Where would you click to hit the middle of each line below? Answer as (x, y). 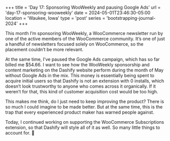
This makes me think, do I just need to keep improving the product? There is (85, 101)
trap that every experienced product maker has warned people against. (80, 112)
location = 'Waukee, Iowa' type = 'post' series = (55, 18)
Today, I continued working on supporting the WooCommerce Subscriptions (85, 122)
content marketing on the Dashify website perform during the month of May (84, 70)
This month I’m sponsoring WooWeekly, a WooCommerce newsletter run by (84, 33)
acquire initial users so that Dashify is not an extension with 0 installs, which (85, 81)
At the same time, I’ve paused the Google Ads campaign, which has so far (82, 59)
